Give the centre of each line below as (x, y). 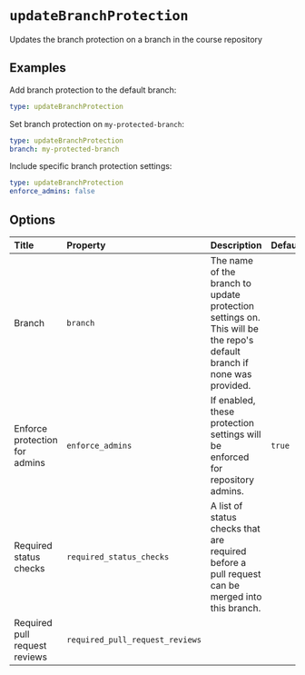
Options (33, 219)
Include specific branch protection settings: (91, 166)
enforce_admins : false (52, 192)
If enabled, (233, 400)
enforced (230, 457)
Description (236, 245)
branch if (230, 362)
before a (228, 562)
